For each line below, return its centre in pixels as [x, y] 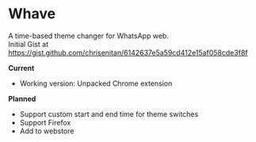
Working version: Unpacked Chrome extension [96, 83]
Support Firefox [45, 122]
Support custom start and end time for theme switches [109, 114]
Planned [22, 98]
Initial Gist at [29, 44]
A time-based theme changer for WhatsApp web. [88, 36]
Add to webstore [47, 131]
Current [21, 67]
